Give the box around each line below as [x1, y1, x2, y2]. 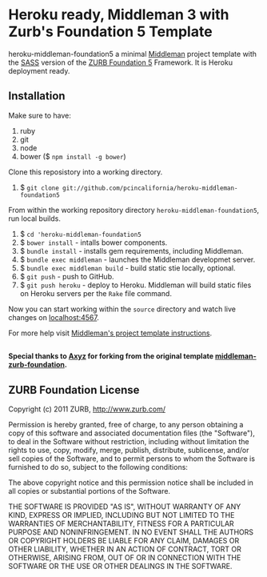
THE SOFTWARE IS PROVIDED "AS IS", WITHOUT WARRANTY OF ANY [8, 502, 241, 511]
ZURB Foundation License [8, 383, 140, 397]
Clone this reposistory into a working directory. [8, 166, 163, 177]
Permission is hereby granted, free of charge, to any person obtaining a [8, 419, 244, 429]
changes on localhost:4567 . [8, 312, 100, 322]
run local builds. [8, 214, 62, 223]
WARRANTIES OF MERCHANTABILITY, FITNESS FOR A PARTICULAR [8, 519, 234, 528]
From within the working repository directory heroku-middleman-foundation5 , [8, 205, 260, 214]
